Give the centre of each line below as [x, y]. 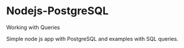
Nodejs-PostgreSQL [57, 11]
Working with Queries [33, 27]
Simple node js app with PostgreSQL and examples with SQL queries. [93, 39]
